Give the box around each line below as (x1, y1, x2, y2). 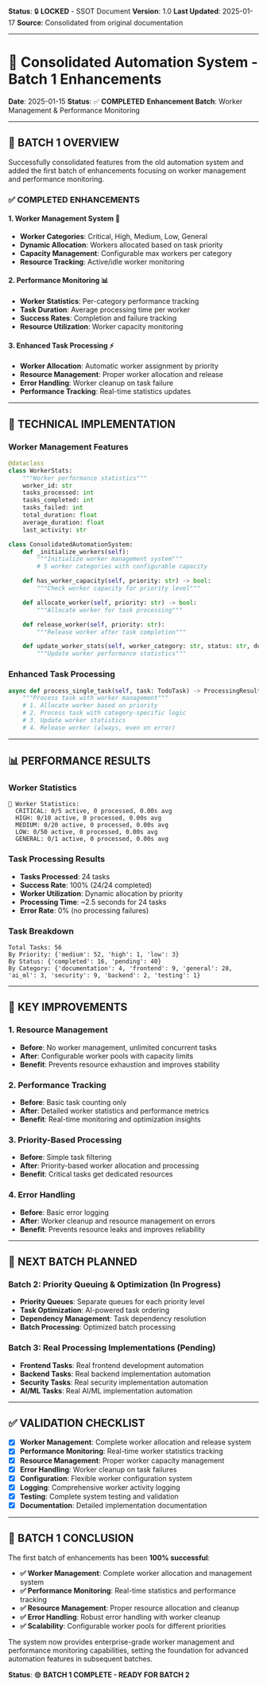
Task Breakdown (8, 926, 74, 937)
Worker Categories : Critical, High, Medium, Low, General (19, 231, 208, 241)
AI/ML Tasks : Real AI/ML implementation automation (19, 1385, 193, 1395)
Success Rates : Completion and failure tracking (19, 313, 177, 323)
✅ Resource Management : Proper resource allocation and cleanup (19, 1603, 240, 1613)
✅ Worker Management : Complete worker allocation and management (19, 1568, 253, 1578)
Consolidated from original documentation (44, 18, 184, 27)
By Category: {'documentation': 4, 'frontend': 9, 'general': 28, (8, 965, 233, 973)
